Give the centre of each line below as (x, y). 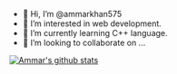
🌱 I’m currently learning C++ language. (95, 33)
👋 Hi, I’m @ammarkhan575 (72, 14)
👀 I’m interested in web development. (92, 23)
